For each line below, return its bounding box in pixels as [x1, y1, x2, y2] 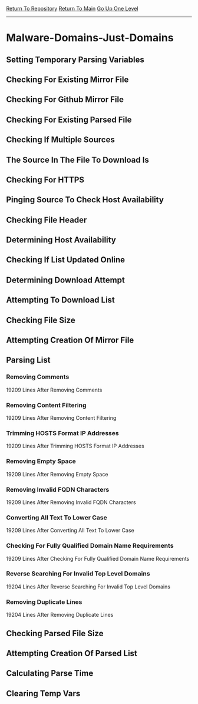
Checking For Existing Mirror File [6, 74, 129, 84]
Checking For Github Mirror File [6, 94, 124, 105]
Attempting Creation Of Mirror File [6, 335, 134, 346]
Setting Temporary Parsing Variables [6, 54, 144, 64]
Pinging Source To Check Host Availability [6, 195, 164, 205]
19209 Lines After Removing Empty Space [6, 471, 108, 478]
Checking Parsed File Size [6, 628, 104, 639]
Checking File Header [6, 215, 87, 225]
